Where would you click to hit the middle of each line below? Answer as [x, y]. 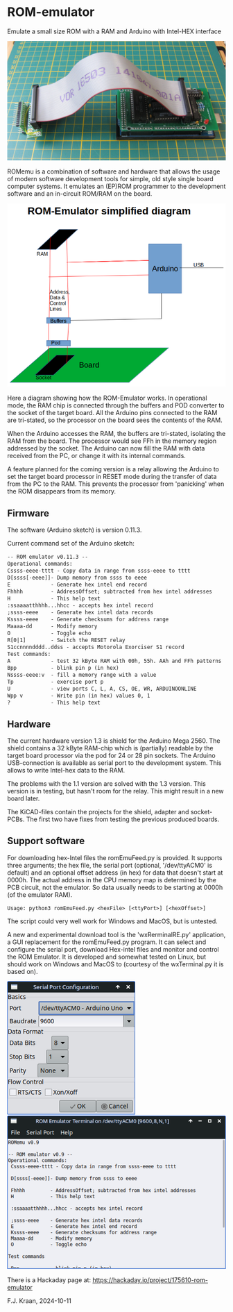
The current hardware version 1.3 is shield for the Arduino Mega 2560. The [114, 741]
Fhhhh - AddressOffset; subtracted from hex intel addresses [110, 592]
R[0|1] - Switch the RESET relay [67, 640]
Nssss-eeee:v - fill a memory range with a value [82, 675]
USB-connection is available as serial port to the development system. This [114, 763]
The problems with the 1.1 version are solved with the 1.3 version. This [106, 783]
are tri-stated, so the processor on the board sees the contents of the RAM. [115, 420]
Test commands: [29, 654]
